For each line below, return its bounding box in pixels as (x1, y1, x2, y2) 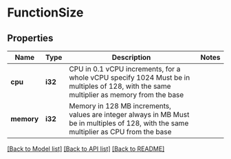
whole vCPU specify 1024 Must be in (68, 73, 190, 82)
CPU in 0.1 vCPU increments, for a (68, 64, 181, 74)
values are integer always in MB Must (68, 110, 190, 119)
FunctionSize (7, 5, 84, 21)
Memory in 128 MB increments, (68, 101, 172, 111)
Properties (7, 32, 54, 44)
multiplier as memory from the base (68, 90, 184, 99)
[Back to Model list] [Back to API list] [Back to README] (7, 145, 165, 153)
